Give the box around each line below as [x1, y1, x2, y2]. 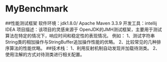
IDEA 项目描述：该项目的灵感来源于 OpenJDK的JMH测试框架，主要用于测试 [5, 26, 162, 32]
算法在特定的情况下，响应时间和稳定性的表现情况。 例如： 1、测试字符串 [5, 32, 155, 38]
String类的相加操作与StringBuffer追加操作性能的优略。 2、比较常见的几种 [5, 38, 157, 45]
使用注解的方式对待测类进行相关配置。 [5, 51, 85, 57]
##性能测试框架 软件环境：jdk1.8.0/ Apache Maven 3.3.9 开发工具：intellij [5, 20, 157, 26]
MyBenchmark [5, 3, 68, 14]
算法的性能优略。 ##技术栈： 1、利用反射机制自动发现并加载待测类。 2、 [9, 45, 160, 51]
